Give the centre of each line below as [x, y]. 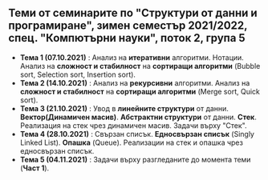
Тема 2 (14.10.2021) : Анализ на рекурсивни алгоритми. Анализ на [135, 82]
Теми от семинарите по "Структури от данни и [133, 13]
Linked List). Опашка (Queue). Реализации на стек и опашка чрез [131, 142]
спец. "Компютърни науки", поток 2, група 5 [127, 38]
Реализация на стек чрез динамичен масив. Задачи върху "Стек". [133, 125]
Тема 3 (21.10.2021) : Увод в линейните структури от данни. [124, 108]
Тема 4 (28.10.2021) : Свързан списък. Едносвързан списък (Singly [137, 134]
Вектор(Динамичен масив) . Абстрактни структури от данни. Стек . [138, 117]
